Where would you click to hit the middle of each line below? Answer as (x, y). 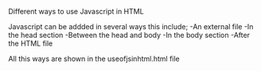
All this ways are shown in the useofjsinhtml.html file (94, 59)
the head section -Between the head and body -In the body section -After (129, 35)
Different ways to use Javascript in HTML (76, 11)
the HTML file (31, 43)
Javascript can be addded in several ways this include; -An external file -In (131, 26)
